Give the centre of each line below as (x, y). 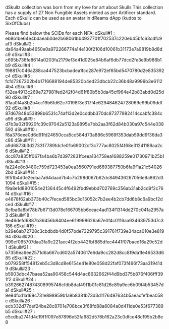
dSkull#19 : (25, 226)
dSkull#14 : (26, 172)
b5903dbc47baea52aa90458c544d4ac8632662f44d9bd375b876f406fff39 (84, 274)
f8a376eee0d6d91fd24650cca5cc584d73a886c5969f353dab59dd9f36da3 (84, 135)
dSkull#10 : (26, 129)
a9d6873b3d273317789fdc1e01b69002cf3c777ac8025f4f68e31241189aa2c (84, 145)
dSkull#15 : (28, 183)
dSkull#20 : (24, 237)
